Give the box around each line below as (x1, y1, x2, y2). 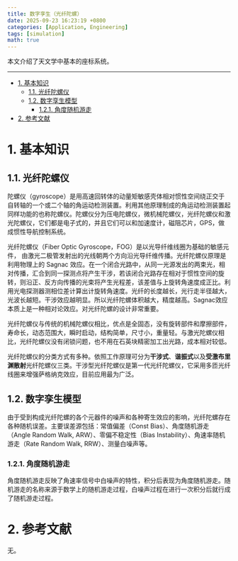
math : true (7, 37, 40, 44)
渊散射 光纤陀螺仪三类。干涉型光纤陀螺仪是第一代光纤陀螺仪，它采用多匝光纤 (7, 361, 231, 370)
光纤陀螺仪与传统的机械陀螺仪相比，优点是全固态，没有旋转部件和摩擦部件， (7, 319, 231, 328)
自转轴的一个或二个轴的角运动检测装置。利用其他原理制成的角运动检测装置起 (7, 201, 231, 210)
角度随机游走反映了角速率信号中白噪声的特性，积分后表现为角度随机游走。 (7, 476, 225, 485)
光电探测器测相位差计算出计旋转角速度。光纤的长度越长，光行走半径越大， (13, 287, 231, 295)
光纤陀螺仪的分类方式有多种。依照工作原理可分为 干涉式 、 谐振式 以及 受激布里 (7, 352, 231, 361)
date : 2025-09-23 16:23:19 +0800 (7, 17, 106, 24)
